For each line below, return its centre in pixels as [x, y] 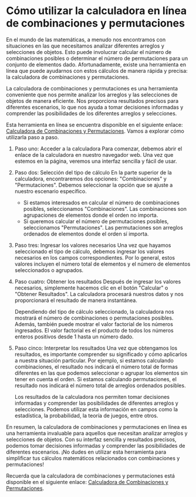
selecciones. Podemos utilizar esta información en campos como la [96, 409]
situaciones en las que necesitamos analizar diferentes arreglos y [85, 46]
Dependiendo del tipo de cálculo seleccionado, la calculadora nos [94, 311]
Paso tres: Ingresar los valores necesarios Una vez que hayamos [93, 245]
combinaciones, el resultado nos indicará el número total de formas [96, 367]
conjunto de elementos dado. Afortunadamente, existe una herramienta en [96, 64]
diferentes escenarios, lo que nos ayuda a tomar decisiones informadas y [95, 107]
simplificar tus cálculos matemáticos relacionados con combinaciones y [93, 458]
